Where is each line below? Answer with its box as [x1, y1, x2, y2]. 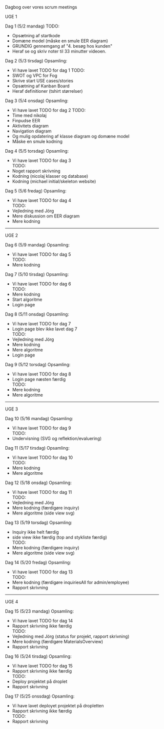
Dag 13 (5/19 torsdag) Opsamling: [5, 520, 72, 525]
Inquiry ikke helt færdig [12, 529, 59, 535]
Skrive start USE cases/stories [12, 78, 74, 83]
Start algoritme [12, 297, 42, 302]
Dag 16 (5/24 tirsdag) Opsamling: [5, 653, 72, 659]
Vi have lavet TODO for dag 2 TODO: [12, 108, 86, 113]
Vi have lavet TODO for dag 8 [12, 371, 71, 377]
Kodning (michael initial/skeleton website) [12, 179, 96, 184]
